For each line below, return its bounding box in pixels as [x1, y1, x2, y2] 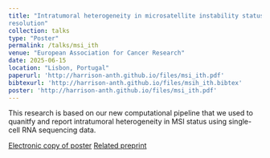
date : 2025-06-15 [8, 57, 67, 65]
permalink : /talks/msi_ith [8, 42, 99, 50]
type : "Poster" [8, 34, 59, 43]
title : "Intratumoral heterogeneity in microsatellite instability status [8, 11, 264, 20]
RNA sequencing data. [21, 125, 96, 135]
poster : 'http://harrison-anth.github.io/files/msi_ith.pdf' [8, 86, 218, 95]
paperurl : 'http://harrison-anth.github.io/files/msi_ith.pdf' [8, 71, 225, 79]
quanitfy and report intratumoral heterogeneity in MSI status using [8, 117, 227, 127]
